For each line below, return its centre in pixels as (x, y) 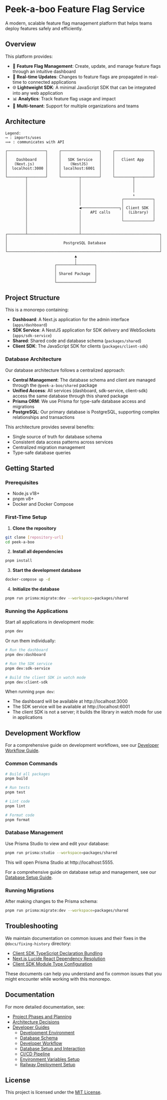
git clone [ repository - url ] (34, 537)
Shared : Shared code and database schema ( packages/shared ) (77, 341)
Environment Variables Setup (50, 1059)
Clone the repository (34, 528)
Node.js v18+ (26, 494)
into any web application (38, 93)
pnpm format (17, 820)
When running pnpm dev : (30, 692)
